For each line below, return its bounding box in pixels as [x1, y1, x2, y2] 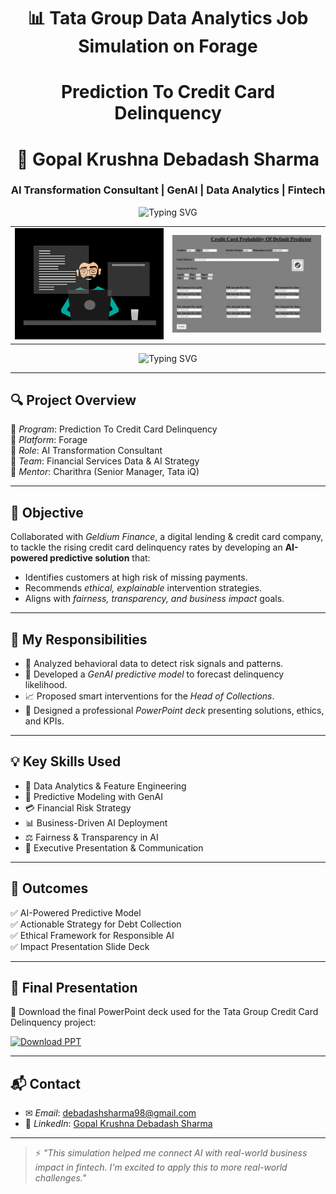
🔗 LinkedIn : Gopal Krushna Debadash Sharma [24, 1118, 213, 1130]
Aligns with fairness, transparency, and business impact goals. [24, 593, 285, 605]
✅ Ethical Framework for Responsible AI [10, 929, 175, 941]
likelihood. [24, 679, 68, 691]
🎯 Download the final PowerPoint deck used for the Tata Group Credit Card [10, 1006, 319, 1018]
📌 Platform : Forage [10, 434, 88, 446]
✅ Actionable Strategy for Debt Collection [10, 918, 182, 930]
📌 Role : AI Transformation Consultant [10, 445, 163, 457]
